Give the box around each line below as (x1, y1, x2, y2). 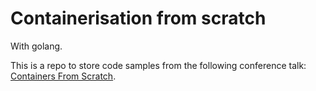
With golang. (10, 40, 63, 52)
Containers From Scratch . (10, 70, 117, 82)
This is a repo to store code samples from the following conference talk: (10, 59, 307, 71)
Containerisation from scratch (10, 7, 267, 30)
